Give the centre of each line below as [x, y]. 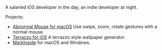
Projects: [14, 17]
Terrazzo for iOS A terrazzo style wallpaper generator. [69, 37]
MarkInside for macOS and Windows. [51, 42]
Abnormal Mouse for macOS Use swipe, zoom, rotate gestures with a [85, 26]
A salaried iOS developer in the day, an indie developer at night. [71, 7]
